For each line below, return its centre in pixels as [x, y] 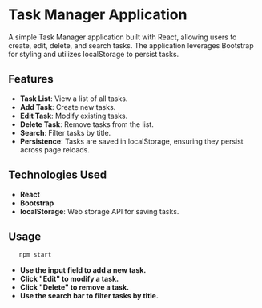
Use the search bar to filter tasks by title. [89, 296]
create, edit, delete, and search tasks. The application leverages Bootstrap [131, 45]
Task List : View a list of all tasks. [74, 99]
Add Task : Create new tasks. [68, 107]
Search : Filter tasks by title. [65, 132]
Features [31, 79]
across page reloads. [55, 149]
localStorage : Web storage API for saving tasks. [99, 211]
